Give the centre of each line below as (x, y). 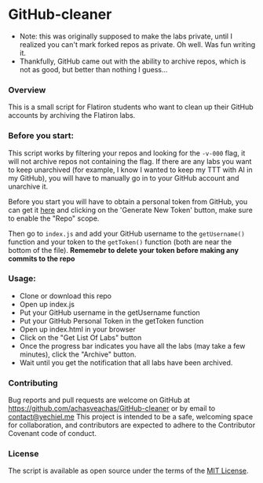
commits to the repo (42, 258)
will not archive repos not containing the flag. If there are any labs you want (130, 161)
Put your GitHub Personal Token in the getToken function (111, 320)
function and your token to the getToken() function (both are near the (120, 242)
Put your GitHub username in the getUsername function (110, 313)
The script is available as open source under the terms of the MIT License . (128, 471)
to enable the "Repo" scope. (54, 218)
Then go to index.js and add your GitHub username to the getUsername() (126, 233)
